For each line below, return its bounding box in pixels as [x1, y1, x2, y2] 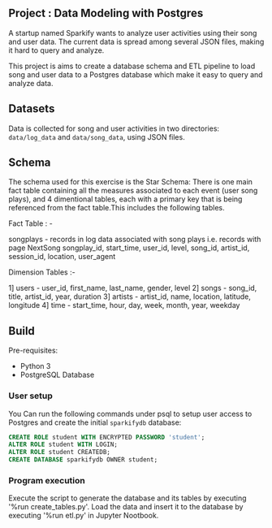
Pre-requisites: [8, 345, 58, 356]
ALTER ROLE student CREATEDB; [8, 448, 111, 457]
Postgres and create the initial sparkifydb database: [8, 418, 182, 427]
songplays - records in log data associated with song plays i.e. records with [8, 235, 261, 245]
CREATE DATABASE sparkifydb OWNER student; [8, 456, 158, 464]
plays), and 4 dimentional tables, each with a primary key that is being [8, 194, 243, 204]
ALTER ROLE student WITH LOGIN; [8, 440, 118, 449]
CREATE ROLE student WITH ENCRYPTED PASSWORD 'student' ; [8, 433, 205, 441]
